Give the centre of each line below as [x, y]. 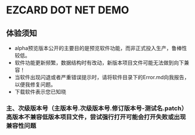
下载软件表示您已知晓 [40, 92]
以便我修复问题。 [35, 84]
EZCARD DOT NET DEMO [68, 10]
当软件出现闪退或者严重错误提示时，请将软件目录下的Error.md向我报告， [102, 77]
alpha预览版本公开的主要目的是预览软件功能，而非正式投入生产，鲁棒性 [101, 48]
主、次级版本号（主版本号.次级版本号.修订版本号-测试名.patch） [97, 108]
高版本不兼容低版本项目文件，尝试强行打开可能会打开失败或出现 [96, 117]
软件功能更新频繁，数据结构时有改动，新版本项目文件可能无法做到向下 [99, 63]
